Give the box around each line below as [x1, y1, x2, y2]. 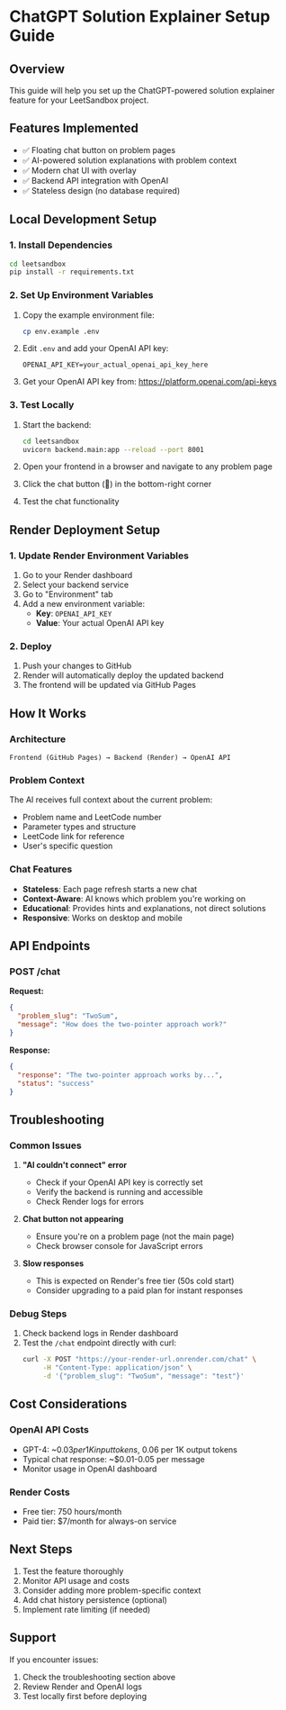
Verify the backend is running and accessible [35, 1187, 204, 1198]
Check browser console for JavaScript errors [35, 1241, 204, 1252]
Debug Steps [9, 1307, 67, 1320]
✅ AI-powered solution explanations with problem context [22, 155, 237, 166]
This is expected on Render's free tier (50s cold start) [35, 1276, 235, 1287]
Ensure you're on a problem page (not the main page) [35, 1231, 235, 1242]
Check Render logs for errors [35, 1196, 144, 1208]
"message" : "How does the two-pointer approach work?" [17, 1020, 228, 1029]
